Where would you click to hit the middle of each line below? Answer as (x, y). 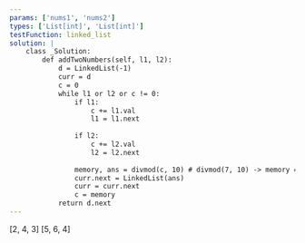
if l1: (87, 102)
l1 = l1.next (115, 119)
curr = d (74, 77)
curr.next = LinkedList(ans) (129, 178)
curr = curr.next (107, 187)
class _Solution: (59, 52)
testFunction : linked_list (60, 34)
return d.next (84, 204)
